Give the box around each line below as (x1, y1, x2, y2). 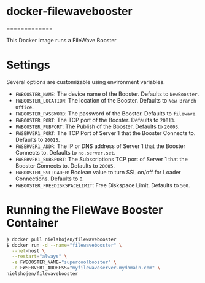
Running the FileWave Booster (6, 203, 163, 217)
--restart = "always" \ (12, 254, 68, 260)
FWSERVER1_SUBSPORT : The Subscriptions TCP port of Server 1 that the (15, 155, 188, 163)
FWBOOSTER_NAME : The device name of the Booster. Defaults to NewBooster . (15, 90, 199, 98)
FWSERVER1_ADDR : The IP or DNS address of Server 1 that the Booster (15, 142, 186, 150)
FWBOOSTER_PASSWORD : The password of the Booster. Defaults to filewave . (15, 109, 198, 117)
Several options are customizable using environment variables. (6, 78, 165, 85)
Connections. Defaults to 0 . (15, 175, 84, 182)
